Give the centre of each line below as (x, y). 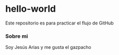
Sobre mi (17, 36)
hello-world (31, 9)
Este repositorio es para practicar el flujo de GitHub (60, 23)
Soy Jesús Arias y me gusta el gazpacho (48, 47)
